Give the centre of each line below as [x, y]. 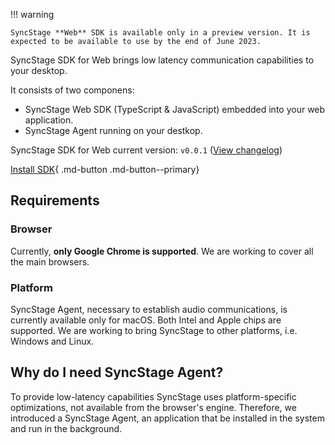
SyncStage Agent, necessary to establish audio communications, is [149, 309]
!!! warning [32, 14]
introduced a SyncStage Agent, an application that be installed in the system [167, 418]
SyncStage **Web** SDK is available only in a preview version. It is [160, 33]
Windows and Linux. [52, 341]
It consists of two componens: [72, 90]
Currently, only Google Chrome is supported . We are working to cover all [162, 251]
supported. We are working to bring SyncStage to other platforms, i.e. [154, 330]
